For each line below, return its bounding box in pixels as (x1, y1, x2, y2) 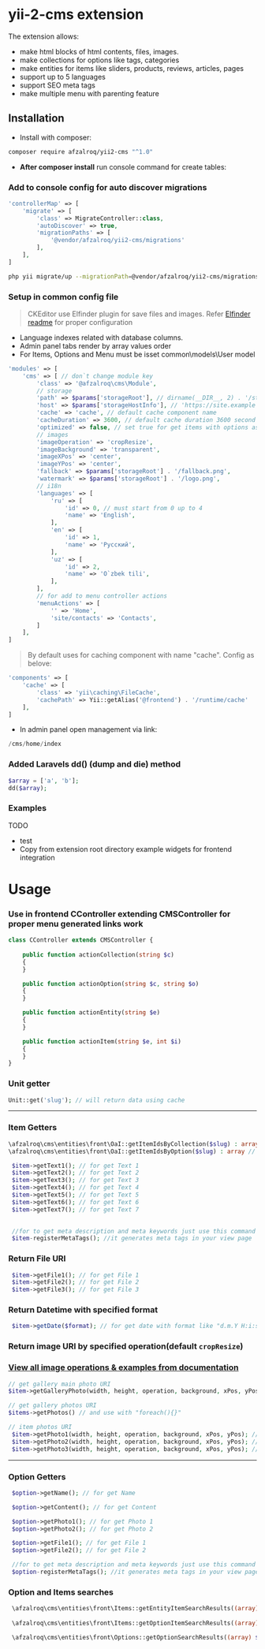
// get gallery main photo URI (8, 1380, 111, 1388)
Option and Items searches (8, 1587, 114, 1598)
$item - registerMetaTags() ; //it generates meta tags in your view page (11, 1234, 252, 1243)
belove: (27, 658, 52, 668)
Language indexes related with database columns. (19, 333, 184, 342)
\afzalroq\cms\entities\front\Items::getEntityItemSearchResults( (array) (11, 1605, 259, 1613)
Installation (8, 112, 65, 125)
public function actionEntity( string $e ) (22, 1009, 160, 1017)
